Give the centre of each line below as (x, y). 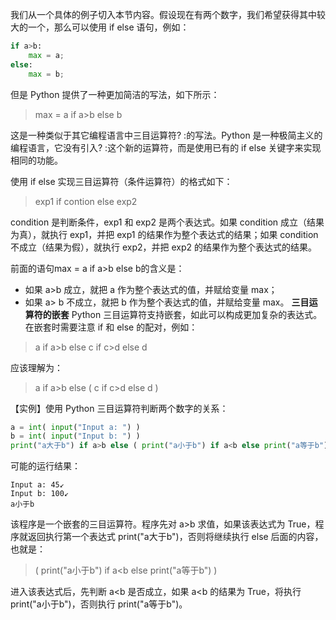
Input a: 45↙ (37, 485)
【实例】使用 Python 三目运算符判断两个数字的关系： (119, 408)
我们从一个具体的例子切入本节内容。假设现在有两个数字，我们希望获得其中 (163, 14)
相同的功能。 (36, 160)
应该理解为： (36, 367)
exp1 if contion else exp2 (86, 201)
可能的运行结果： (45, 466)
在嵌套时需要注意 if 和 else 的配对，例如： (111, 327)
